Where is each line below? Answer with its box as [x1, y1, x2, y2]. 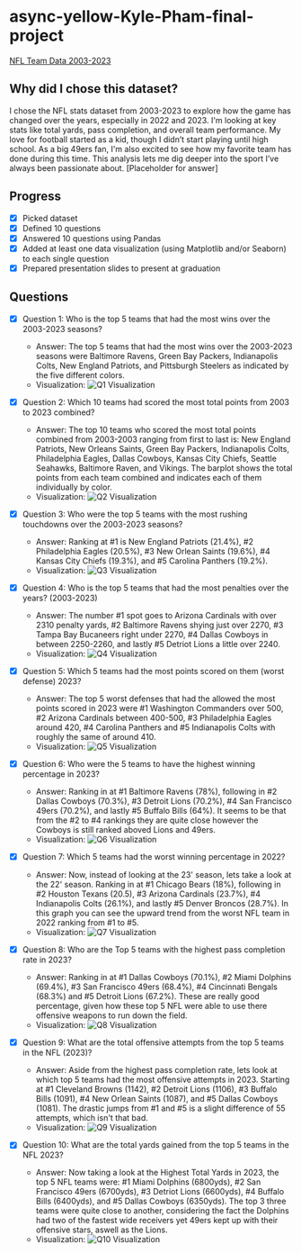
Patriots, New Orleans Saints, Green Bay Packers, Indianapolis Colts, [35, 443, 290, 454]
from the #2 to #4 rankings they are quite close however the [35, 815, 259, 825]
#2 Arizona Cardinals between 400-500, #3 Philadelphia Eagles [35, 713, 272, 723]
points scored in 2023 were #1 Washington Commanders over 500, [35, 703, 284, 713]
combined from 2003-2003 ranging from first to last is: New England [35, 434, 291, 445]
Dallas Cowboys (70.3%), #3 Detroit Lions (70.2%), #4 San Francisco [35, 796, 292, 807]
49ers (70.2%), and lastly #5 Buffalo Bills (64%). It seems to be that [35, 806, 287, 816]
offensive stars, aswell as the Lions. [35, 1224, 168, 1235]
